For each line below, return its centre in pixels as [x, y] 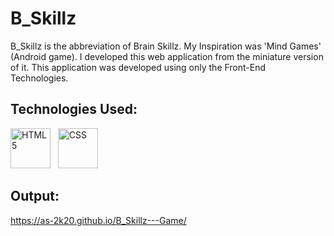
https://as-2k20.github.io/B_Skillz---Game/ [98, 220]
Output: [35, 196]
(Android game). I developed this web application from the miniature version [167, 56]
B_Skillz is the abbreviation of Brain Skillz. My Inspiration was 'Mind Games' [166, 46]
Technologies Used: [74, 109]
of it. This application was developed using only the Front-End [138, 67]
